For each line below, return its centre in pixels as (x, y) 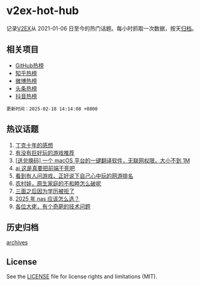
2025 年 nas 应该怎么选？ (47, 198)
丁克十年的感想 (34, 145)
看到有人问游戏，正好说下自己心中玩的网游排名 (74, 176)
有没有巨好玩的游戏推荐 (45, 152)
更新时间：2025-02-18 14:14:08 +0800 (52, 109)
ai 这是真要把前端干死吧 (45, 168)
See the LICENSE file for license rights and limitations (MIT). (82, 277)
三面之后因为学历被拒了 (45, 191)
